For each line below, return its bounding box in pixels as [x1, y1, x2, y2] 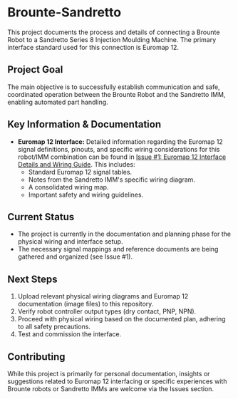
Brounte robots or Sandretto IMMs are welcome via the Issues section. [7, 385, 214, 393]
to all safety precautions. [17, 322, 91, 331]
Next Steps [7, 273, 58, 285]
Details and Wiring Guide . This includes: [17, 160, 135, 168]
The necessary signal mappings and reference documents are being [17, 245, 219, 254]
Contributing [7, 351, 66, 363]
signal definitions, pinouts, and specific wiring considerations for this [17, 145, 220, 153]
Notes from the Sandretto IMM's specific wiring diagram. [28, 175, 196, 184]
